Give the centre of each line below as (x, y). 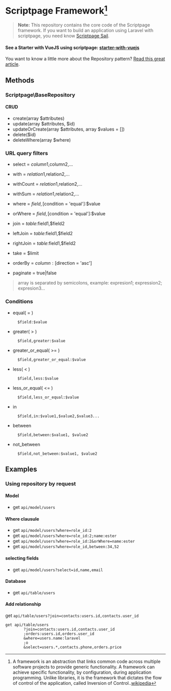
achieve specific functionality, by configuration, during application (82, 672)
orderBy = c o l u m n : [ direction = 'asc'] (52, 263)
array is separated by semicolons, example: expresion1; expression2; (90, 283)
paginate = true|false (35, 273)
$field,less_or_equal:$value (48, 397)
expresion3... (31, 288)
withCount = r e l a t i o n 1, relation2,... (47, 184)
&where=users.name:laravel (52, 638)
